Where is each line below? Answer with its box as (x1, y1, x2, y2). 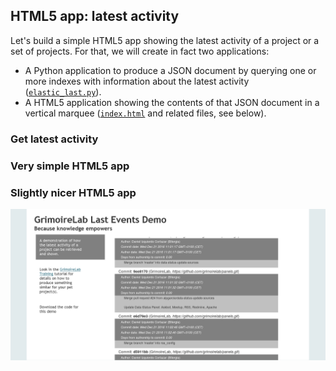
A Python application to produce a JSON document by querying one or (24, 64, 317, 76)
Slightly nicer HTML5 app (10, 185, 137, 199)
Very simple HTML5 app (10, 159, 130, 173)
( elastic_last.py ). (24, 85, 102, 98)
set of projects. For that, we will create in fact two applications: (10, 45, 270, 57)
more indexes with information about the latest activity (24, 75, 250, 87)
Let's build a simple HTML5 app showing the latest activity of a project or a (10, 34, 320, 46)
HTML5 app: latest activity (10, 8, 180, 25)
